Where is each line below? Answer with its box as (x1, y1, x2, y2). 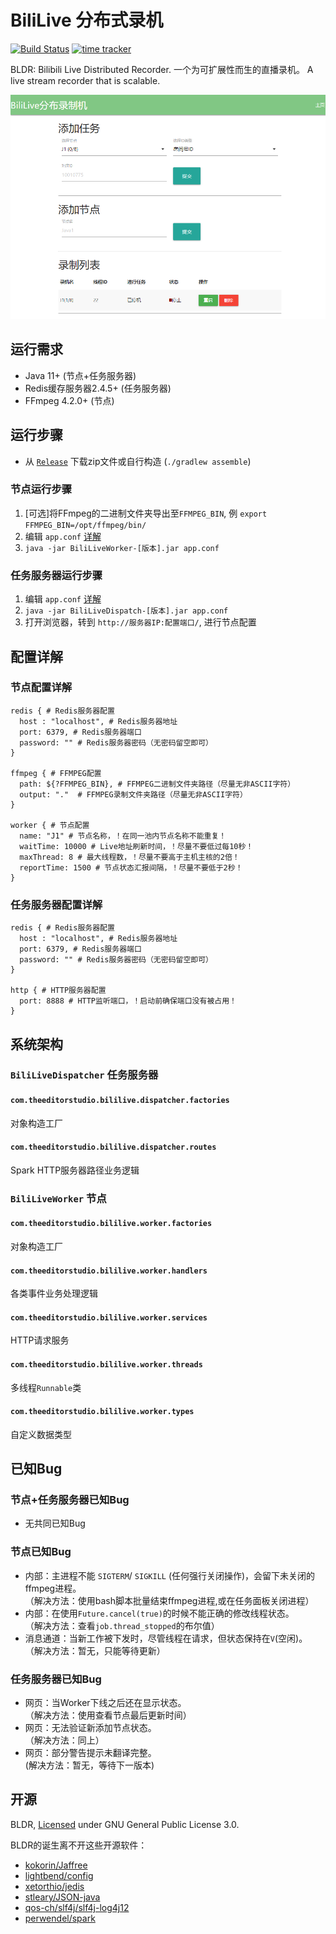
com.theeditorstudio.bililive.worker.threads (10, 1359, 203, 1370)
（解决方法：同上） (24, 1734, 105, 1746)
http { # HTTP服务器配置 (10, 986, 107, 996)
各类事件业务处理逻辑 (10, 1287, 98, 1300)
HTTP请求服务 (10, 1334, 70, 1346)
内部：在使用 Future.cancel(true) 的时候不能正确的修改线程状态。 (24, 1607, 295, 1619)
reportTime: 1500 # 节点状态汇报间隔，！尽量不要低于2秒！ (19, 862, 243, 873)
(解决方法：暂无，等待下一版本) (24, 1759, 155, 1771)
